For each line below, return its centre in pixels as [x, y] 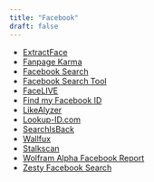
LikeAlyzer [42, 110]
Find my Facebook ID [62, 100]
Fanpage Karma [52, 62]
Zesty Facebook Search [67, 168]
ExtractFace [45, 52]
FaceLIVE [40, 91]
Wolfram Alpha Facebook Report [83, 158]
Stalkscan [41, 148]
